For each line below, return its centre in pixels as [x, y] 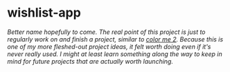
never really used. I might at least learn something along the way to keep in [115, 54]
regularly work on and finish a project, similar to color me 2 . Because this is [115, 39]
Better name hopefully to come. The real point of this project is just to [106, 32]
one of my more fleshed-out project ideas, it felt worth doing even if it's [109, 46]
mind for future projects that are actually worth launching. [90, 61]
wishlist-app [44, 13]
